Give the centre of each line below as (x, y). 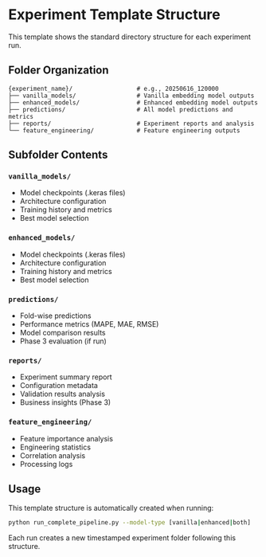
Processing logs (46, 464)
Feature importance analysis (66, 438)
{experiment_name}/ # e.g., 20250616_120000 (113, 88)
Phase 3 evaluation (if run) (63, 341)
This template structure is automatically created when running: (111, 508)
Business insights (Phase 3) (65, 402)
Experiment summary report (66, 377)
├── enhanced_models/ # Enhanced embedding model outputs (133, 102)
